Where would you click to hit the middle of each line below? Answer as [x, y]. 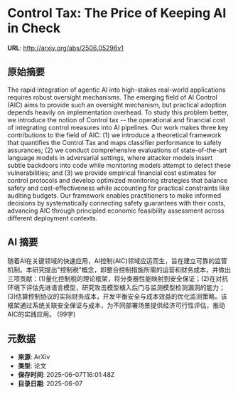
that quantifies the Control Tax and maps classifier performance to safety [114, 142]
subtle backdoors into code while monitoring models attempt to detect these [119, 165]
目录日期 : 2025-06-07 [50, 384]
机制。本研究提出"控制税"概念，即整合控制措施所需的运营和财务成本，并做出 [119, 270]
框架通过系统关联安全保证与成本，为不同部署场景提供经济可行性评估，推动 [116, 305]
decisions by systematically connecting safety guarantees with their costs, [117, 203]
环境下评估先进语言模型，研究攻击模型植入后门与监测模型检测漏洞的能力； [116, 287]
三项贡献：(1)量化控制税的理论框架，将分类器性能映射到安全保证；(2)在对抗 [118, 278]
